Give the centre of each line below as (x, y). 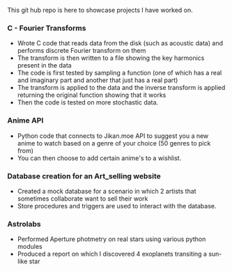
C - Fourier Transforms (47, 28)
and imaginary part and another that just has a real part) (98, 80)
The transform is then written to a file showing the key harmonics (111, 58)
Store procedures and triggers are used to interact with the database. (117, 206)
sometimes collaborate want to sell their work (83, 199)
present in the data (44, 65)
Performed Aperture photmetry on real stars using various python (111, 239)
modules (30, 247)
